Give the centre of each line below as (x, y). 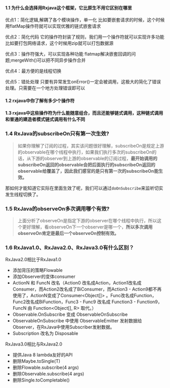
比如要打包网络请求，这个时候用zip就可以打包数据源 (59, 43)
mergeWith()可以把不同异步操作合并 (48, 60)
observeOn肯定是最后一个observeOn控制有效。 (68, 233)
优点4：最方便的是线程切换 (33, 71)
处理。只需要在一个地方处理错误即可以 (45, 88)
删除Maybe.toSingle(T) (36, 361)
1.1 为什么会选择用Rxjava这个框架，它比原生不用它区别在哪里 (69, 8)
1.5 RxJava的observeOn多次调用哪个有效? (57, 209)
